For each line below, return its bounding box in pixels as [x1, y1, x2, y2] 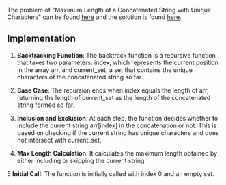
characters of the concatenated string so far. [16, 73, 143, 81]
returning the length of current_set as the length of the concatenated [16, 93, 211, 101]
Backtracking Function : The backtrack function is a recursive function [16, 51, 216, 59]
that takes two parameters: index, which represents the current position [16, 58, 218, 66]
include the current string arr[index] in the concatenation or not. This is [16, 121, 217, 129]
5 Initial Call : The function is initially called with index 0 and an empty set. [7, 169, 214, 177]
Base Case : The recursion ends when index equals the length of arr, [16, 86, 210, 95]
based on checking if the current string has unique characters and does [16, 128, 220, 136]
